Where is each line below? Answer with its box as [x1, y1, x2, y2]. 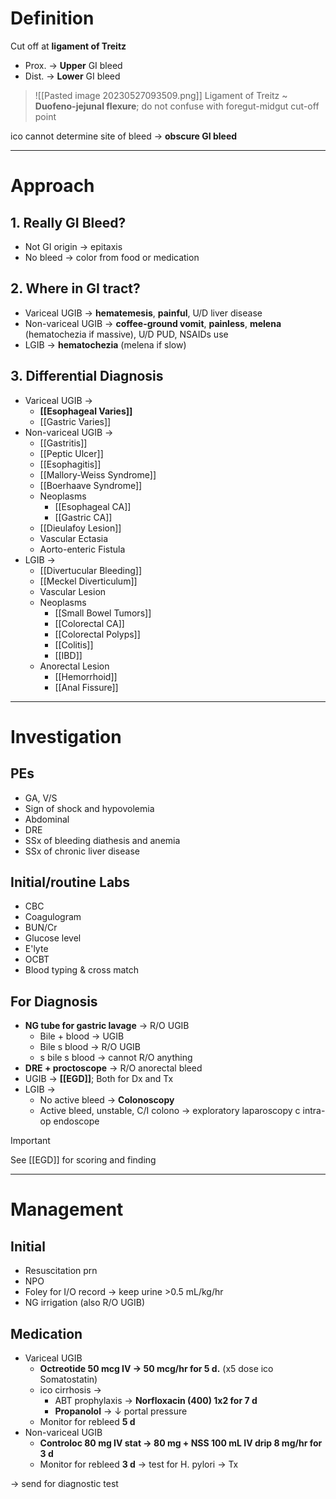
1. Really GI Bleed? [10, 214, 127, 231]
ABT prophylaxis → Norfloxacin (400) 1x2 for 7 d [54, 1395, 258, 1406]
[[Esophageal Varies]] [39, 405, 133, 417]
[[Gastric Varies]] [39, 415, 112, 427]
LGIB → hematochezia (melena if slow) [24, 338, 187, 351]
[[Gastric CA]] [54, 511, 113, 523]
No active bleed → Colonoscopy [39, 1094, 175, 1106]
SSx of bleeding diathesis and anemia [24, 834, 181, 846]
